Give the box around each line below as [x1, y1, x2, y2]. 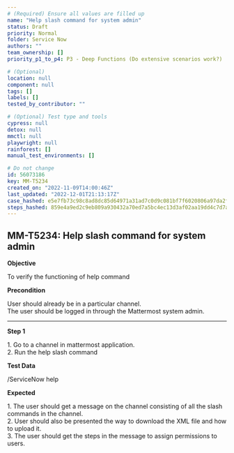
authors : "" [7, 43, 42, 50]
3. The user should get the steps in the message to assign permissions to [7, 432, 217, 440]
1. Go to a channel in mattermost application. [7, 341, 135, 349]
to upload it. [7, 424, 42, 433]
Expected [7, 389, 36, 397]
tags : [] [7, 88, 33, 95]
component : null [7, 81, 54, 88]
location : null [7, 75, 52, 82]
